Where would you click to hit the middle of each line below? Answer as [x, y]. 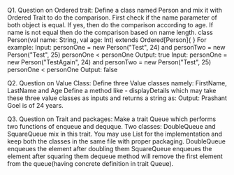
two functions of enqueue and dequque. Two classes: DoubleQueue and [111, 126]
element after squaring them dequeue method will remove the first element [115, 156]
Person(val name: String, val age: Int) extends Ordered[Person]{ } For [107, 40]
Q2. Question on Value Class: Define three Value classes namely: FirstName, [117, 83]
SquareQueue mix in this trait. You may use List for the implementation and [115, 134]
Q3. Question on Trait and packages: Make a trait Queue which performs [112, 119]
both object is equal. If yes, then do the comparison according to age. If [110, 25]
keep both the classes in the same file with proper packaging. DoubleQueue [116, 141]
